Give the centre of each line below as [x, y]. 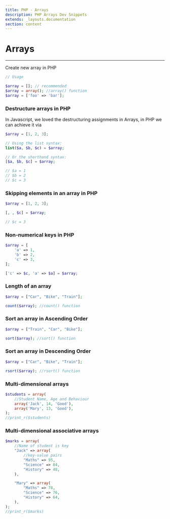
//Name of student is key [42, 446]
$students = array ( [26, 394]
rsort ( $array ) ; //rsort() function [43, 371]
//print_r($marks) [25, 511]
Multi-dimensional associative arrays [52, 431]
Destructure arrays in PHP [38, 108]
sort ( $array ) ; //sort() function [40, 338]
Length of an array [28, 286]
